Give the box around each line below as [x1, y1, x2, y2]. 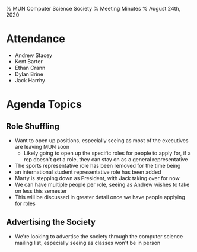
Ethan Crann [14, 64, 46, 71]
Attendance [6, 32, 65, 46]
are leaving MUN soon [14, 143, 70, 150]
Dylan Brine [14, 71, 43, 78]
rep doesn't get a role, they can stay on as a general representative [23, 155, 188, 162]
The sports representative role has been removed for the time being [14, 162, 181, 169]
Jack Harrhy [14, 76, 46, 84]
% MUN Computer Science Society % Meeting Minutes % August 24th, [6, 5, 181, 12]
